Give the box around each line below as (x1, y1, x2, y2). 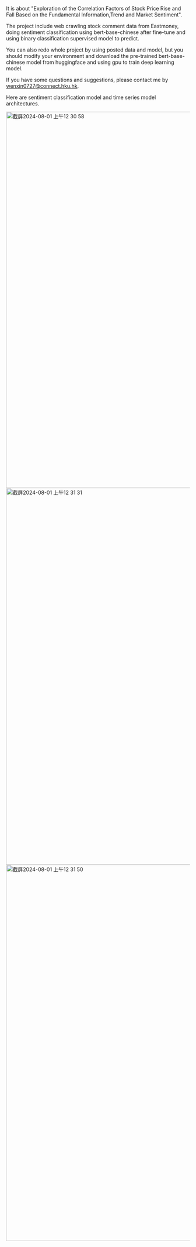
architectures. (6, 100, 40, 107)
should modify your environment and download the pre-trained (6, 53, 157, 59)
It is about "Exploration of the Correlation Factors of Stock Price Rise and (6, 5, 181, 12)
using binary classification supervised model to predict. (6, 35, 139, 42)
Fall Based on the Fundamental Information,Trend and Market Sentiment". (6, 11, 183, 18)
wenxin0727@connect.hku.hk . (6, 83, 79, 90)
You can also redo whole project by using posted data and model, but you (6, 46, 184, 53)
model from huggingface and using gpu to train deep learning (26, 59, 174, 66)
